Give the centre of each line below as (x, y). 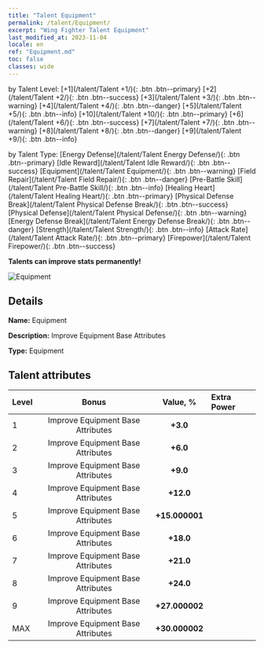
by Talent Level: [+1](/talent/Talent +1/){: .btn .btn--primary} (105, 89)
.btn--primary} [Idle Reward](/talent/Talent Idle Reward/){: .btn (109, 163)
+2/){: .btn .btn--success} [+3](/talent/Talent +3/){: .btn (145, 97)
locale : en (26, 45)
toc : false (26, 60)
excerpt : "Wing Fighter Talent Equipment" (79, 30)
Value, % (179, 402)
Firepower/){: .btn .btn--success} (62, 246)
